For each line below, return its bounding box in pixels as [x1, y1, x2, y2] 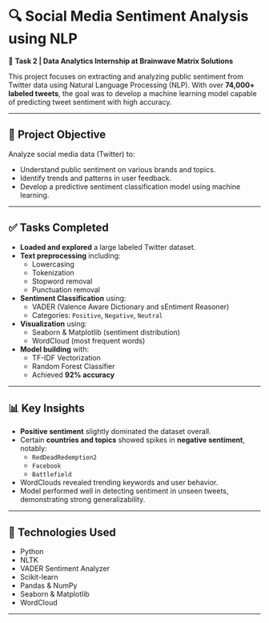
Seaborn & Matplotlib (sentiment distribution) [31, 327, 181, 337]
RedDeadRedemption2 [31, 454, 98, 462]
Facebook [31, 462, 62, 470]
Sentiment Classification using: [19, 293, 126, 303]
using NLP [8, 30, 78, 48]
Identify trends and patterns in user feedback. [19, 173, 172, 183]
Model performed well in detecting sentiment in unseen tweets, [19, 486, 229, 496]
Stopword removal [31, 276, 93, 286]
